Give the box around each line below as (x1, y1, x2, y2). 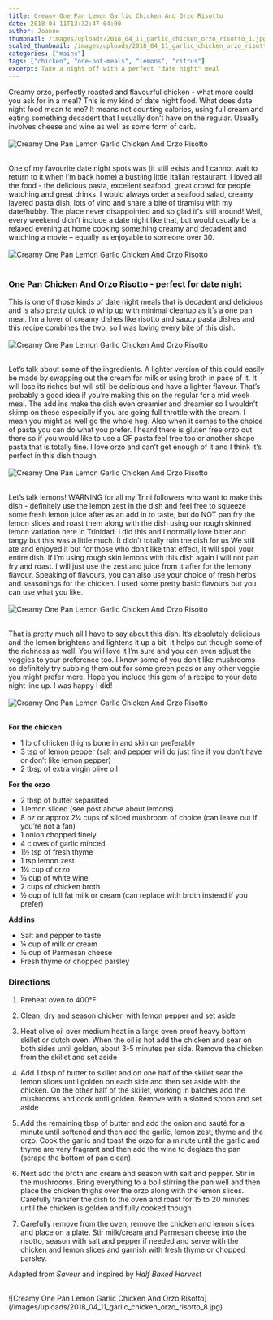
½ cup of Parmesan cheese (19, 948, 113, 958)
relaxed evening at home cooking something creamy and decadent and (8, 223, 247, 233)
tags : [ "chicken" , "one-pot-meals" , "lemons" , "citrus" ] (8, 58, 206, 66)
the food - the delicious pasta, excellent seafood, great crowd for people (8, 180, 252, 190)
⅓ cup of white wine (19, 873, 89, 883)
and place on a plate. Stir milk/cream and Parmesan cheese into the (19, 1227, 247, 1237)
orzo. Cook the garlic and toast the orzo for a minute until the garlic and (19, 1136, 260, 1145)
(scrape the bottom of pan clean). (19, 1153, 133, 1162)
